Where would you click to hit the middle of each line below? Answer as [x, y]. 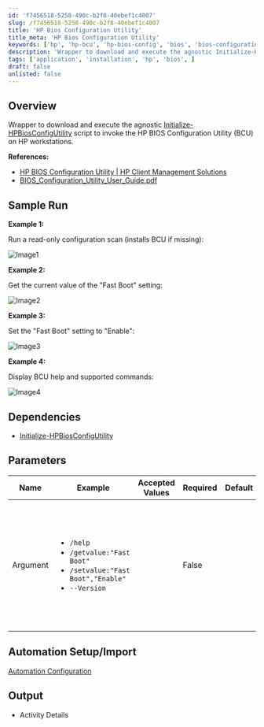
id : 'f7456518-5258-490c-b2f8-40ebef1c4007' [82, 15]
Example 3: [27, 316]
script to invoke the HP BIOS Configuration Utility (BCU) [163, 133]
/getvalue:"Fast [100, 553]
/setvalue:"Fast [100, 570]
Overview [33, 106]
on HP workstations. [41, 142]
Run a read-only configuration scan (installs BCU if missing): [106, 239]
